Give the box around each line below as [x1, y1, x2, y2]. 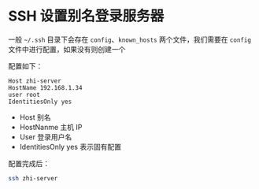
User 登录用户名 [19, 132, 72, 142]
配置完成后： [8, 158, 50, 168]
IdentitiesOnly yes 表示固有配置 [19, 142, 122, 151]
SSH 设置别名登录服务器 [8, 7, 165, 25]
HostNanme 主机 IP [19, 122, 83, 132]
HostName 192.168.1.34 [8, 83, 83, 91]
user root [8, 91, 41, 98]
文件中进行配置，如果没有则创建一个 [8, 44, 126, 54]
